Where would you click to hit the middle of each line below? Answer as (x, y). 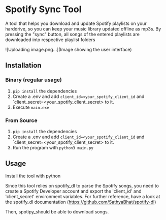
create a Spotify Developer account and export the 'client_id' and (73, 191)
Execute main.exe (31, 107)
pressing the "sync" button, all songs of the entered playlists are (72, 34)
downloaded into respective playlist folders (50, 40)
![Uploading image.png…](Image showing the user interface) (69, 49)
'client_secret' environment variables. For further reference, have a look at (83, 196)
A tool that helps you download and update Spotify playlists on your (76, 23)
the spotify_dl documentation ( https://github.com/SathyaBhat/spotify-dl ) (81, 202)
